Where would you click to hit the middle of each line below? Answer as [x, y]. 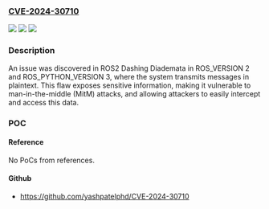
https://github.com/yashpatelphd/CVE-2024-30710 [105, 196]
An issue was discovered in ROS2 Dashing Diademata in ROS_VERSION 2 [129, 68]
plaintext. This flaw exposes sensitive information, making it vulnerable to [130, 85]
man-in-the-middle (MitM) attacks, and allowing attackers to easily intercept [134, 93]
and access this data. [43, 102]
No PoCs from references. [51, 160]
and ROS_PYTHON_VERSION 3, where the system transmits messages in [129, 76]
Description [32, 51]
